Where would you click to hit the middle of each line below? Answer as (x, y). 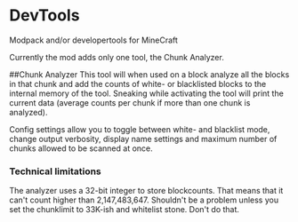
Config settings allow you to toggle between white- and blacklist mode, (140, 129)
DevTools (44, 16)
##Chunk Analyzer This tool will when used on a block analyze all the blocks (149, 74)
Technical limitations (56, 171)
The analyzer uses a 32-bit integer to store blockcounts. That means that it (146, 191)
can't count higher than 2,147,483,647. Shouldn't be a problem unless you (144, 200)
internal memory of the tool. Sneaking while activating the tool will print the (147, 93)
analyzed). (28, 112)
